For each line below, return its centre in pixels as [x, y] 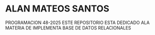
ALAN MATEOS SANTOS [57, 9]
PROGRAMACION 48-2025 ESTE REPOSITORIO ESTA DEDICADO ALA [77, 22]
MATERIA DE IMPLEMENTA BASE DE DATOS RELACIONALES [68, 27]
